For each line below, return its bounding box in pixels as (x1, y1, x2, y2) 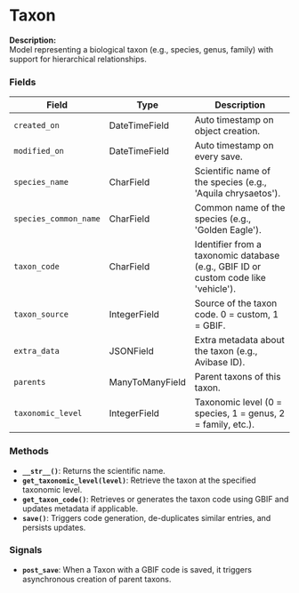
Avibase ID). (194, 357, 246, 369)
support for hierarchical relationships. (9, 53, 147, 64)
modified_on (13, 146, 65, 156)
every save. (194, 150, 243, 163)
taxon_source (13, 309, 69, 320)
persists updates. (21, 522, 86, 533)
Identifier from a (194, 238, 263, 251)
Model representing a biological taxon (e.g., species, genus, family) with (9, 44, 274, 54)
